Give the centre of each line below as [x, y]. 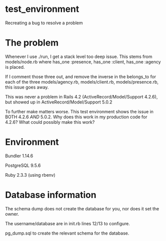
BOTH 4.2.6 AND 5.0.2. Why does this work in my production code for [76, 117]
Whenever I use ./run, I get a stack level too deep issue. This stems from [79, 56]
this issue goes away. [27, 87]
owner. [12, 214]
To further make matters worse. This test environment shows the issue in [80, 111]
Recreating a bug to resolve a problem [44, 23]
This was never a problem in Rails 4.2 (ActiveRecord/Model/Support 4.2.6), [82, 96]
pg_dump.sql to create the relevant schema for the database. [67, 233]
